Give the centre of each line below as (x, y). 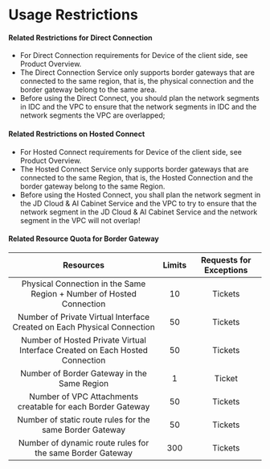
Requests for (226, 259)
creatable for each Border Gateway (84, 406)
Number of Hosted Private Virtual (84, 340)
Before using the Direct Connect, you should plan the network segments (139, 98)
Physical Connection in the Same (84, 284)
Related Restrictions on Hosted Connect (77, 134)
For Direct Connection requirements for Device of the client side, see (134, 56)
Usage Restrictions (73, 15)
